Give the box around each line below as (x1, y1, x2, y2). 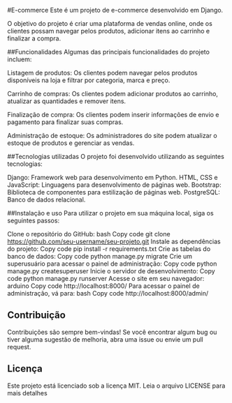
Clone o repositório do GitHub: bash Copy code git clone (7, 230, 171, 238)
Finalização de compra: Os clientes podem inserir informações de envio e (7, 111, 219, 119)
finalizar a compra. (7, 34, 61, 43)
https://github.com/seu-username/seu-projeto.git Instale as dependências (7, 237, 222, 245)
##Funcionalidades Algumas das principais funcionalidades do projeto (7, 48, 210, 56)
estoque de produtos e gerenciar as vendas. (7, 139, 135, 147)
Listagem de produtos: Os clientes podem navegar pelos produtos (7, 69, 198, 77)
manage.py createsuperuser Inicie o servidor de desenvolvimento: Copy (7, 267, 215, 275)
